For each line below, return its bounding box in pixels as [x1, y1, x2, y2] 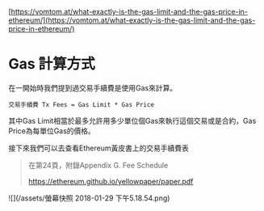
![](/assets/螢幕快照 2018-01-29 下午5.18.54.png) [8, 193, 170, 203]
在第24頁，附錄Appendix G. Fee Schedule [27, 160, 169, 170]
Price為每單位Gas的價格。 [8, 125, 95, 136]
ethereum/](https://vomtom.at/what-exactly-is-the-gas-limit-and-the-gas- [8, 15, 256, 25]
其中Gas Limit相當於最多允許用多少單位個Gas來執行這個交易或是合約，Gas [8, 116, 257, 125]
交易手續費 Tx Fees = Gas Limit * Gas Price [8, 100, 155, 108]
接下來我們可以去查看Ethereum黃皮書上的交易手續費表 [8, 143, 190, 153]
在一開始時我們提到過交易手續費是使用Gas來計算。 [8, 82, 178, 92]
